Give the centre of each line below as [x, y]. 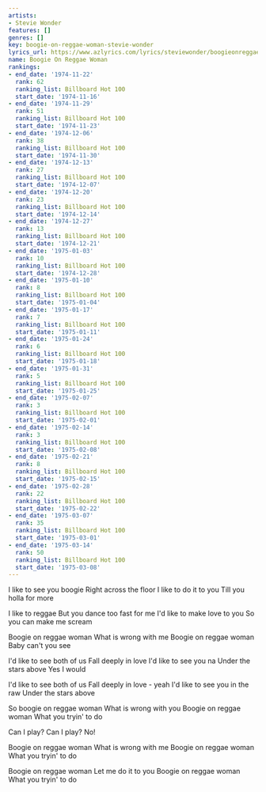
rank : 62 [30, 81]
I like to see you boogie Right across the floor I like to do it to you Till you [127, 589]
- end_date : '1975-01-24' [51, 339]
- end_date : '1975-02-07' [51, 398]
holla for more [31, 598]
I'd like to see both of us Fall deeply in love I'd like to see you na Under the [129, 661]
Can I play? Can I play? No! [52, 732]
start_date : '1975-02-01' [58, 420]
